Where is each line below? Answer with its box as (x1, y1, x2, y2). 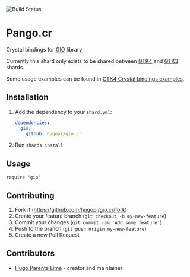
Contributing (6, 190, 55, 200)
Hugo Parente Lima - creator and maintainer (14, 264, 123, 271)
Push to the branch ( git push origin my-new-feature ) (14, 225, 147, 232)
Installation (6, 93, 49, 103)
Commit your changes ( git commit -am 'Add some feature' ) (14, 219, 162, 225)
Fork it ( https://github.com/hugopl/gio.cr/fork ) (14, 206, 128, 213)
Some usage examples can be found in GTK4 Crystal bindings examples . (6, 75, 185, 82)
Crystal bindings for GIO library (6, 46, 83, 53)
